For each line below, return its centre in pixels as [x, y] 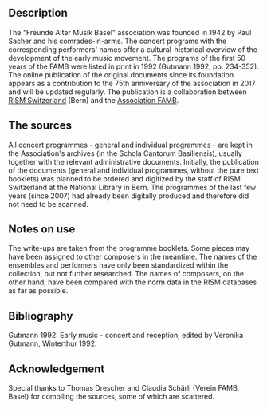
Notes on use [42, 230]
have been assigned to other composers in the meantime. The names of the [133, 257]
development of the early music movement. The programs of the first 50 [127, 58]
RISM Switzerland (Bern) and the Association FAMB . [94, 100]
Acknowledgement [57, 369]
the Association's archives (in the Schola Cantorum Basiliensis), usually [126, 153]
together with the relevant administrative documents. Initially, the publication [133, 161]
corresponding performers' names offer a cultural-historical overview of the [133, 49]
